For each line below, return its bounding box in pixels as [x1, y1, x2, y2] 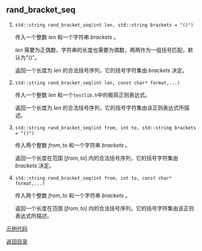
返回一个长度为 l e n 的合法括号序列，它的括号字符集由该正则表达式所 [14, 104, 185, 111]
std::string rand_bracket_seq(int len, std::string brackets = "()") [14, 22, 194, 28]
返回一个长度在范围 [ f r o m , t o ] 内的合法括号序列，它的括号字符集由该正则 [14, 204, 195, 212]
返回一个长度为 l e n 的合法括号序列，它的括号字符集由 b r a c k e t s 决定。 [14, 67, 188, 74]
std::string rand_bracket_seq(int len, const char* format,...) [14, 80, 180, 86]
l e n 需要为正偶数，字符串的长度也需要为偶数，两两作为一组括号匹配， [14, 46, 188, 53]
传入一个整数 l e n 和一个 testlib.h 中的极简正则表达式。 [14, 91, 151, 99]
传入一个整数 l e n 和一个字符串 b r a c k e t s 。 [14, 33, 119, 41]
